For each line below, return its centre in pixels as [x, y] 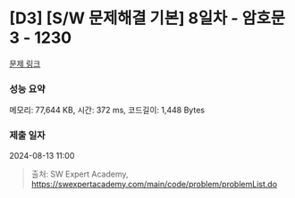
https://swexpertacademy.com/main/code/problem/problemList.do [154, 184]
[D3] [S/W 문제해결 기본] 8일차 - [124, 18]
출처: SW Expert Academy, [80, 174]
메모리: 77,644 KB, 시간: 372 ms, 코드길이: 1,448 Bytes [107, 110]
